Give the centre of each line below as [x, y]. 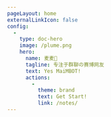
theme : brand [56, 90]
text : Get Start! [62, 97]
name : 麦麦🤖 [41, 58]
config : [18, 26]
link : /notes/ [58, 103]
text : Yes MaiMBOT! [53, 71]
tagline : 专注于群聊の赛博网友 [65, 65]
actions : [38, 77]
